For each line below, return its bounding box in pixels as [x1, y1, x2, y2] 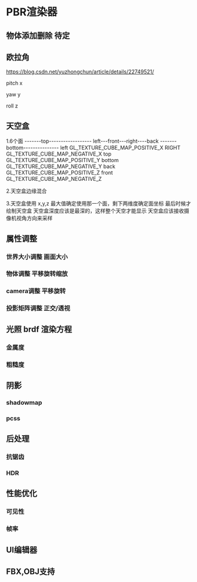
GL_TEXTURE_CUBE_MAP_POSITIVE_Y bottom [6, 157, 119, 164]
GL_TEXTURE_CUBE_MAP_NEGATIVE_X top [6, 150, 112, 157]
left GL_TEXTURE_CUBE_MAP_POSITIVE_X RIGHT [60, 144, 181, 152]
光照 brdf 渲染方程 [6, 324, 72, 334]
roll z [6, 102, 18, 109]
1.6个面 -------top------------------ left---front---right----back [6, 137, 159, 144]
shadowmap [6, 398, 42, 406]
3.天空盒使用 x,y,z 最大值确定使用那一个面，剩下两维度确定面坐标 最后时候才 [6, 200, 191, 207]
